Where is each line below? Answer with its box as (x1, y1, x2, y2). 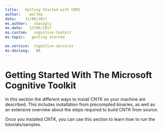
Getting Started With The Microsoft (5, 69, 152, 80)
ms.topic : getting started (5, 35, 65, 40)
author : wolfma (5, 12, 43, 17)
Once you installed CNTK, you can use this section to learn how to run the (5, 116, 155, 122)
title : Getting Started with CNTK (5, 7, 80, 12)
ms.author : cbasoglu (5, 21, 52, 26)
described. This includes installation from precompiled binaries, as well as (5, 101, 155, 107)
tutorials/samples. (5, 121, 42, 127)
